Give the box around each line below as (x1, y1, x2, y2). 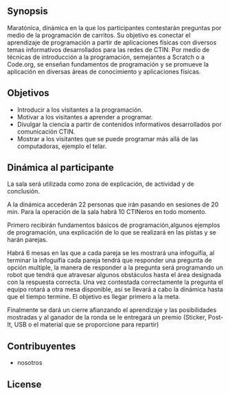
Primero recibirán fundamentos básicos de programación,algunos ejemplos (7, 221, 220, 229)
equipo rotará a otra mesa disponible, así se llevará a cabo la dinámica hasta (7, 285, 223, 294)
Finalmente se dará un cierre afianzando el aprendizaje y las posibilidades (7, 306, 217, 314)
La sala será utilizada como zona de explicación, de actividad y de (7, 180, 194, 188)
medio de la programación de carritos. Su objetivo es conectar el (7, 31, 191, 39)
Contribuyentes (7, 340, 76, 352)
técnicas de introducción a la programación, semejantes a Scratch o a (7, 53, 205, 61)
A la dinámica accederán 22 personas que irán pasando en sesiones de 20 (7, 200, 219, 208)
